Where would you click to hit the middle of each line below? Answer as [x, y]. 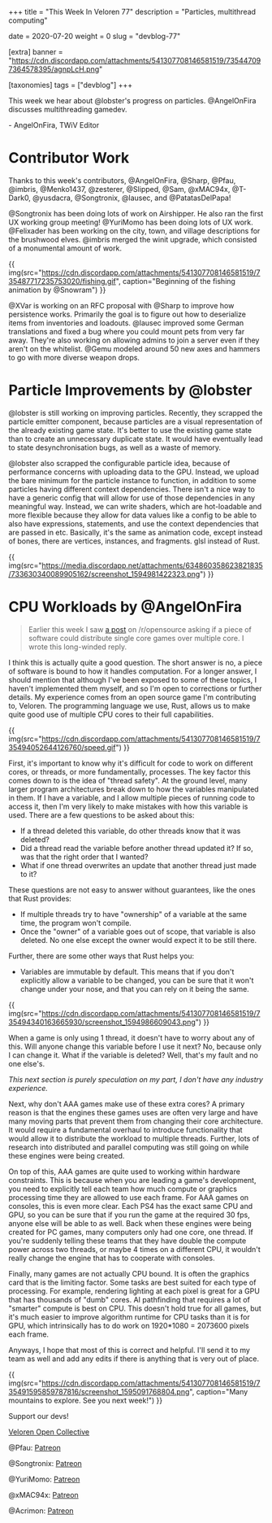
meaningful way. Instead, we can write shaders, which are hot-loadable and [135, 506]
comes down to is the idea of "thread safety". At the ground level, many [128, 780]
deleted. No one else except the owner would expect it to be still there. [138, 940]
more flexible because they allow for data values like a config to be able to [133, 515]
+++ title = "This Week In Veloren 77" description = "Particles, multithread [132, 12]
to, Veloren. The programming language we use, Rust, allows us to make [129, 705]
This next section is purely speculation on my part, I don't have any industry [136, 1079]
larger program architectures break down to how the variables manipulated [134, 789]
